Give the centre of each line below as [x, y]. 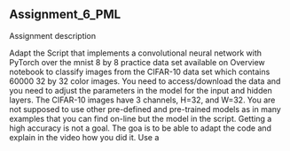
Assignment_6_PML [65, 15]
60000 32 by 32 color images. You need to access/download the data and [145, 81]
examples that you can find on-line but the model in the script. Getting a [141, 118]
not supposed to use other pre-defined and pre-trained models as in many [145, 109]
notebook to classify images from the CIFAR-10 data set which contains [140, 72]
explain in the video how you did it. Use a [84, 137]
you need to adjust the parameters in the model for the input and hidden [141, 90]
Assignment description [53, 35]
